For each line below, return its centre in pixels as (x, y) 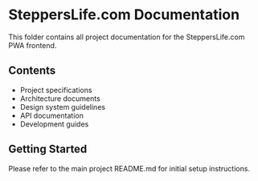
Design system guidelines (63, 107)
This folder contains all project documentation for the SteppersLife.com (127, 37)
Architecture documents (60, 99)
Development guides (54, 124)
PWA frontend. (33, 45)
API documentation (52, 115)
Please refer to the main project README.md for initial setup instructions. (129, 168)
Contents (32, 71)
